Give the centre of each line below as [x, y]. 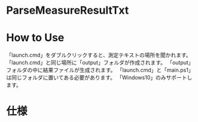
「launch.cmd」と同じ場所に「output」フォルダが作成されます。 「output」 [100, 63]
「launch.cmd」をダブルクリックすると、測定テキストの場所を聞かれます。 [99, 55]
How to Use [35, 38]
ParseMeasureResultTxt [68, 10]
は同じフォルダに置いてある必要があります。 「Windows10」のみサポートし [99, 78]
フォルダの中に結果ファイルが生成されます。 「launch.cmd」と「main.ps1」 [100, 70]
